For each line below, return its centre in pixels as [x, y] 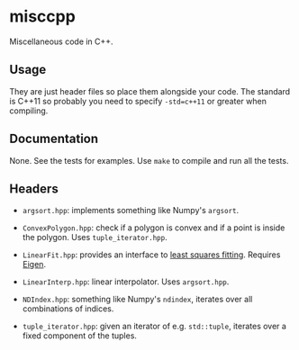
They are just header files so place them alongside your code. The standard [150, 91]
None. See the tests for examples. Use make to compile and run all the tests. [149, 160]
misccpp [43, 17]
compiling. [29, 111]
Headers [34, 188]
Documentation [54, 139]
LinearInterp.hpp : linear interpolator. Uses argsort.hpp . [126, 282]
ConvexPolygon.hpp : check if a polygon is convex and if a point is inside [154, 228]
